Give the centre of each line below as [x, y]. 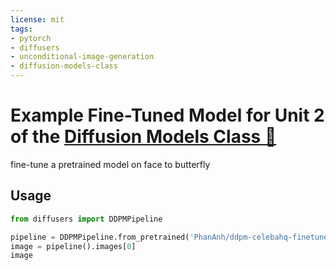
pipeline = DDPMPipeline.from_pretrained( [100, 237]
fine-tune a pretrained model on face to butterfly [110, 164]
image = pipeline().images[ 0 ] [73, 246]
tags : [21, 29]
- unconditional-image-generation [82, 57]
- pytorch [31, 38]
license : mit [37, 19]
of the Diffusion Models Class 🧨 [143, 137]
